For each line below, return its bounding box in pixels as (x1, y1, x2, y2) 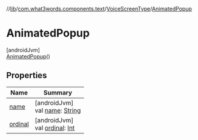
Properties (6, 70, 47, 81)
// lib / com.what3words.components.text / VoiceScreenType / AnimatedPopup (6, 5, 193, 12)
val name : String (35, 106, 81, 115)
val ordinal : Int (35, 124, 75, 132)
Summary (43, 88, 73, 96)
